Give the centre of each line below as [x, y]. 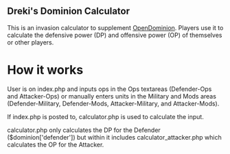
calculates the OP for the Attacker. [56, 144]
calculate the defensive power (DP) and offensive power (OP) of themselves [115, 35]
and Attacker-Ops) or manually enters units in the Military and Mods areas [112, 96]
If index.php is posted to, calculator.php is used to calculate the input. [105, 116]
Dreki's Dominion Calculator [69, 11]
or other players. [31, 42]
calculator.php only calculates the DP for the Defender [84, 130]
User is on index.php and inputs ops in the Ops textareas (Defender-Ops [110, 89]
